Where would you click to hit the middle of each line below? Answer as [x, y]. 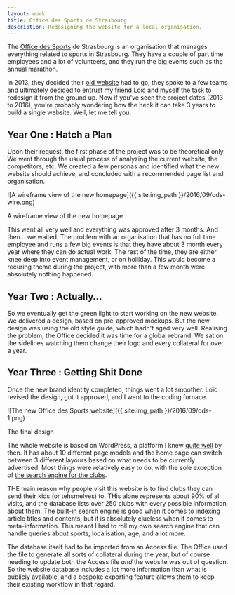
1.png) [16, 417]
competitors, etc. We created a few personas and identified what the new [113, 166]
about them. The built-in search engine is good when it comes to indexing [114, 511]
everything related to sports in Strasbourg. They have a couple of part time [115, 54]
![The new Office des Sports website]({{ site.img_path [85, 410]
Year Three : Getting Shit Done [75, 373]
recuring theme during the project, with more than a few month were [106, 267]
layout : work [26, 14]
